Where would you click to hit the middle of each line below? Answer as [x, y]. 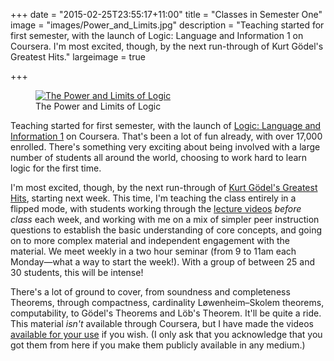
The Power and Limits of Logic [98, 106]
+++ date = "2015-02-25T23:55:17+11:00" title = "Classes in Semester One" [166, 14]
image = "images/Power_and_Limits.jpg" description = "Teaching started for [167, 25]
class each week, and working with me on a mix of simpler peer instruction [165, 219]
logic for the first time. [56, 168]
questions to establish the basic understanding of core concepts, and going [166, 230]
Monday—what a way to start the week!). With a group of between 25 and [163, 262]
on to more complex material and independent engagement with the [150, 240]
